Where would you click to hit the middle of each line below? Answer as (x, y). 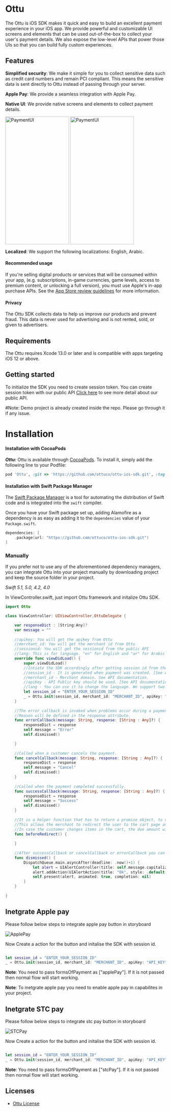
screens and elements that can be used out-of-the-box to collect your (79, 34)
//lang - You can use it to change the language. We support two (94, 687)
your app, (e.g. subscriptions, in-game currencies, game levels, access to (82, 280)
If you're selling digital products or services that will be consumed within (81, 275)
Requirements (28, 341)
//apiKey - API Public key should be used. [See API (81, 682)
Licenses (20, 1091)
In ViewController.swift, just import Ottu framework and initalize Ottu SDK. (82, 597)
